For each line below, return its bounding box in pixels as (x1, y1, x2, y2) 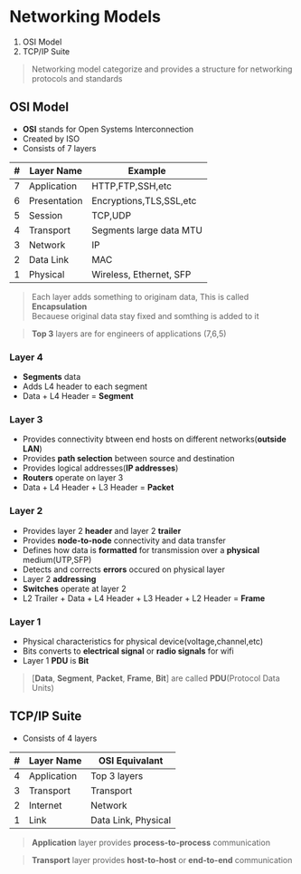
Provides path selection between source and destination (22, 453, 235, 464)
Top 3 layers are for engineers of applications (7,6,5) (31, 328, 227, 339)
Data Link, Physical (89, 813, 172, 826)
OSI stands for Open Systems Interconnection (22, 123, 194, 134)
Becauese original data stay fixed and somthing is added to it (31, 310, 259, 321)
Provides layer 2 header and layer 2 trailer (22, 525, 182, 536)
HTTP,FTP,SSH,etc (91, 180, 172, 192)
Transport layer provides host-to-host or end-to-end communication (31, 854, 293, 865)
